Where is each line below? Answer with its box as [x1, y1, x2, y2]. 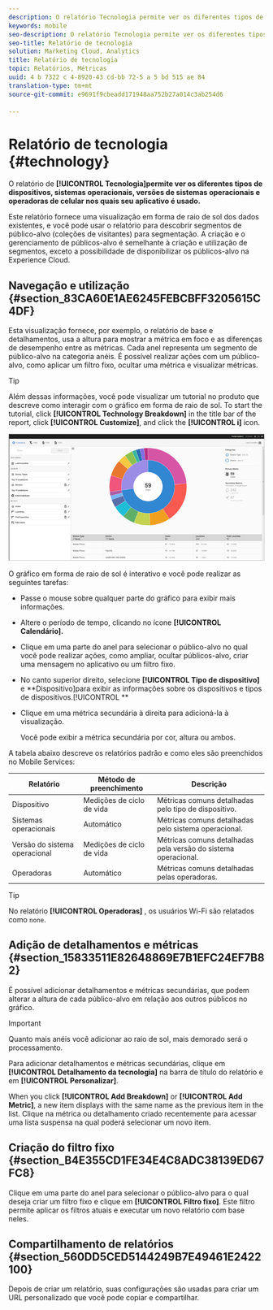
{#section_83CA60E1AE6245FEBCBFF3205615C [8, 291, 262, 305]
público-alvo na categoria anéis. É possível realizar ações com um [8, 352, 230, 362]
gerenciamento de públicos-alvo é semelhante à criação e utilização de [8, 238, 248, 248]
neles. [8, 1213, 29, 1223]
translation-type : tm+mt [8, 81, 93, 89]
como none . [8, 914, 46, 924]
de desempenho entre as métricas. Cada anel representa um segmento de [8, 343, 258, 353]
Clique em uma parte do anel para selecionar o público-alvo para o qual [8, 1187, 249, 1198]
